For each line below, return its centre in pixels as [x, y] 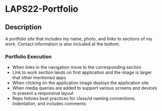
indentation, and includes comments [49, 104]
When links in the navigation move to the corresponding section [77, 67]
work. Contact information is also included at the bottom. [63, 44]
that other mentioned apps [39, 78]
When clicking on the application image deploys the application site [80, 83]
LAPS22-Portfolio [42, 9]
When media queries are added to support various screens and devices [85, 88]
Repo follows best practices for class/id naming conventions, [74, 98]
